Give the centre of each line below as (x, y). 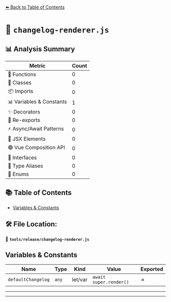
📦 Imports (21, 91)
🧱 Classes (20, 83)
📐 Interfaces (22, 158)
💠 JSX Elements (27, 139)
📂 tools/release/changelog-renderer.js (47, 239)
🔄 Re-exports (24, 120)
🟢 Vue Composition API (36, 147)
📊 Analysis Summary (40, 49)
